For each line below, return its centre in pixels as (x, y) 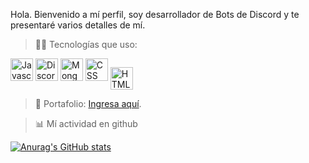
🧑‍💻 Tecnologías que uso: (86, 44)
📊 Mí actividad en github (86, 124)
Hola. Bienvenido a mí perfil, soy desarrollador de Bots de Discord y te (155, 14)
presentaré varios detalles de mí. (78, 25)
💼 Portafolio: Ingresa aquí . (88, 104)
